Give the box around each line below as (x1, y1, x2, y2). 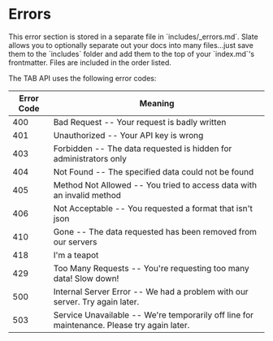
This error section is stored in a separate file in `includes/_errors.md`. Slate (8, 32, 258, 41)
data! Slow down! (53, 273, 119, 284)
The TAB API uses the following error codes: (8, 73, 157, 83)
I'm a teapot (53, 249, 99, 261)
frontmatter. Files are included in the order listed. (8, 58, 172, 67)
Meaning (139, 97, 175, 109)
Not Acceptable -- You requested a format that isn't (53, 202, 253, 214)
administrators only (53, 153, 128, 164)
